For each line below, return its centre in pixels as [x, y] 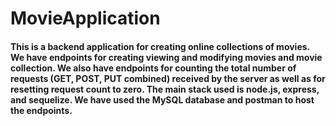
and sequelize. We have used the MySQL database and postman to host [162, 99]
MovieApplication [85, 18]
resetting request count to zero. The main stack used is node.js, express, [165, 89]
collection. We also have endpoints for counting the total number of [153, 68]
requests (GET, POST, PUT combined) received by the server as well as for [168, 78]
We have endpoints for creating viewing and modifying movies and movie [166, 57]
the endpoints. [41, 110]
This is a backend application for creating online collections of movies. [160, 46]
